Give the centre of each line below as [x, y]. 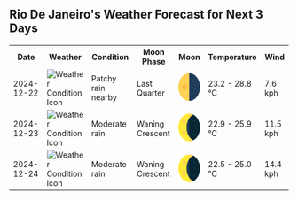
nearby [104, 97]
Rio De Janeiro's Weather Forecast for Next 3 [136, 15]
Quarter [151, 93]
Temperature [232, 57]
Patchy [104, 79]
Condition [110, 57]
